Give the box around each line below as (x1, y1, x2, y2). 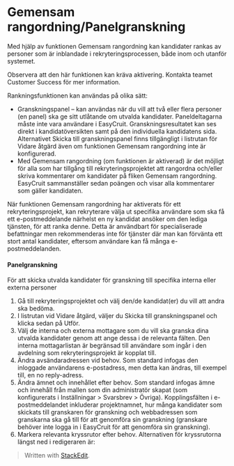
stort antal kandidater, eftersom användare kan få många (7, 236, 170, 245)
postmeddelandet (17, 400, 68, 409)
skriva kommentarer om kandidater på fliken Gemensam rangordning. (17, 172, 217, 180)
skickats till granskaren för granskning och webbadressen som (17, 408, 198, 416)
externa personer (7, 283, 57, 292)
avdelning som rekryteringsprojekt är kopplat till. (17, 349, 157, 357)
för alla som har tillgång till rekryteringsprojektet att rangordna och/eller (17, 164, 223, 172)
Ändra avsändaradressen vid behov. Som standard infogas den (17, 356, 198, 365)
